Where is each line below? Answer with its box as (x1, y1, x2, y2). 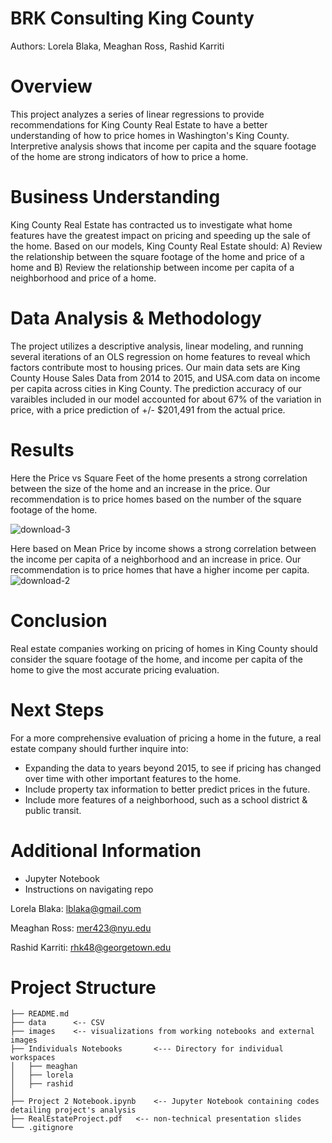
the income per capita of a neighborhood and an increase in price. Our (10, 553, 302, 565)
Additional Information (10, 839, 202, 862)
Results (10, 438, 75, 461)
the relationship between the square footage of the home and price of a (10, 250, 305, 262)
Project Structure (10, 976, 157, 999)
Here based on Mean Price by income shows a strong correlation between (10, 542, 317, 554)
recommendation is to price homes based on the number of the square (10, 493, 302, 505)
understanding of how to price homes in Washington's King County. (10, 129, 290, 141)
